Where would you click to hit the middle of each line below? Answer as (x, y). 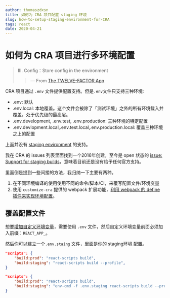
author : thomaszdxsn (27, 10)
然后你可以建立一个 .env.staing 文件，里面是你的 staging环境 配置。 (76, 244)
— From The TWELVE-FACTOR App (67, 81)
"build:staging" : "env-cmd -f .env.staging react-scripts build (83, 286)
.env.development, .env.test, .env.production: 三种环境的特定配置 (80, 121)
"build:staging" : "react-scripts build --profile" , (70, 263)
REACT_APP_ (34, 233)
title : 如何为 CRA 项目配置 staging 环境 (46, 15)
